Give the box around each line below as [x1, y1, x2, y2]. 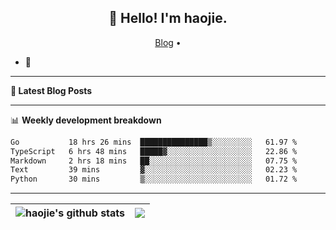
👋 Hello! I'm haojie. [108, 10, 228, 27]
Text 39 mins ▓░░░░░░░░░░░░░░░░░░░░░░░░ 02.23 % [10, 165, 298, 175]
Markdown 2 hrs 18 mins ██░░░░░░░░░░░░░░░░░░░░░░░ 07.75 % [10, 156, 298, 166]
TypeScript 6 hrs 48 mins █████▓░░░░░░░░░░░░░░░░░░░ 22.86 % [10, 146, 298, 156]
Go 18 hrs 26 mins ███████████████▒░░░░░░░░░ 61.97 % [10, 137, 298, 147]
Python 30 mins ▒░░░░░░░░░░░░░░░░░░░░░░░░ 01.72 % [10, 174, 298, 185]
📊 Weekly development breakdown [10, 114, 162, 126]
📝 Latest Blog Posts [10, 84, 93, 96]
